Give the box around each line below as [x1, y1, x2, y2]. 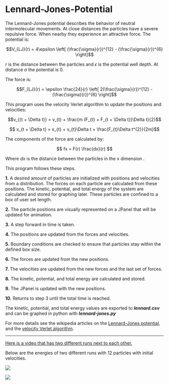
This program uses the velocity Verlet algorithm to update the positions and [5, 101, 162, 107]
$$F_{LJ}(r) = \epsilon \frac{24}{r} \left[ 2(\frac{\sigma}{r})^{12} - [16, 86, 153, 92]
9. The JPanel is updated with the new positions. [5, 285, 107, 291]
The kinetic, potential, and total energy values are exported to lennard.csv [5, 305, 160, 311]
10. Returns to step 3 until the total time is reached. [5, 295, 111, 301]
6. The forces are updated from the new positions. [5, 256, 110, 262]
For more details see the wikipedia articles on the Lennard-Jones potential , [5, 320, 160, 326]
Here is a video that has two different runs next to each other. [5, 340, 132, 346]
